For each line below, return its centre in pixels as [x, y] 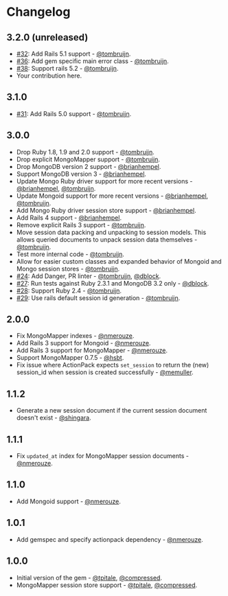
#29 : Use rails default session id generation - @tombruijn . [98, 298]
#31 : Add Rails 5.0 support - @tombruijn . [74, 113]
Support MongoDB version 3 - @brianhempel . [81, 174]
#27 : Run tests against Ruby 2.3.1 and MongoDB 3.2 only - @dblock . [113, 283]
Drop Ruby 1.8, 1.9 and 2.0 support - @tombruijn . [85, 152]
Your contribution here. [49, 76]
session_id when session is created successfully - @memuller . [105, 372]
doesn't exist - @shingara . [54, 418]
